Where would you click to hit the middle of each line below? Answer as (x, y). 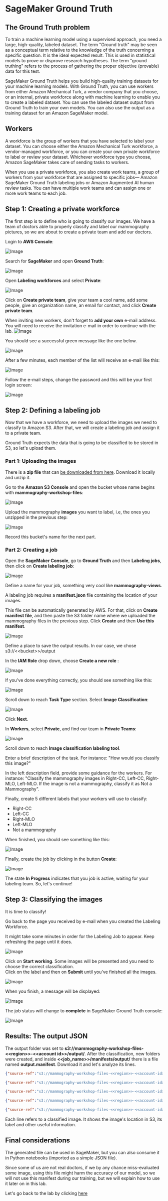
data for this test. (23, 71)
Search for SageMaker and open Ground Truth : (54, 261)
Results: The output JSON (46, 1036)
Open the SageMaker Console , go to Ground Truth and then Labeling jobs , (83, 561)
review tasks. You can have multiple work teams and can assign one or (78, 188)
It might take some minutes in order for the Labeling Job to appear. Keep (80, 936)
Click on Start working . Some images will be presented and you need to (79, 961)
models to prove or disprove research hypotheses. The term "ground (76, 60)
